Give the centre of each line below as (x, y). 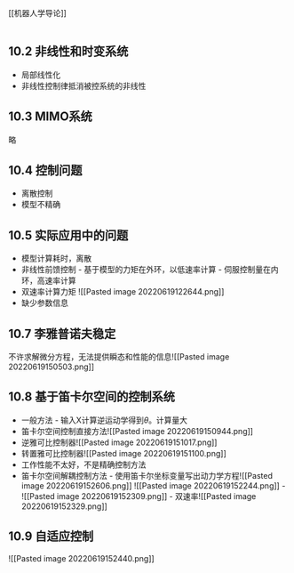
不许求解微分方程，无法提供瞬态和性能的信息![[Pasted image (119, 357)
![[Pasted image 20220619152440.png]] (81, 558)
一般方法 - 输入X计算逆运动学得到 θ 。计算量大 (104, 420)
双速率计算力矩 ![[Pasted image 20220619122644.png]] (123, 292)
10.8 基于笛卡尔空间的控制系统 (91, 397)
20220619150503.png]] (52, 367)
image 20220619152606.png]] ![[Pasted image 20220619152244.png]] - (153, 485)
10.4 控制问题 (45, 170)
